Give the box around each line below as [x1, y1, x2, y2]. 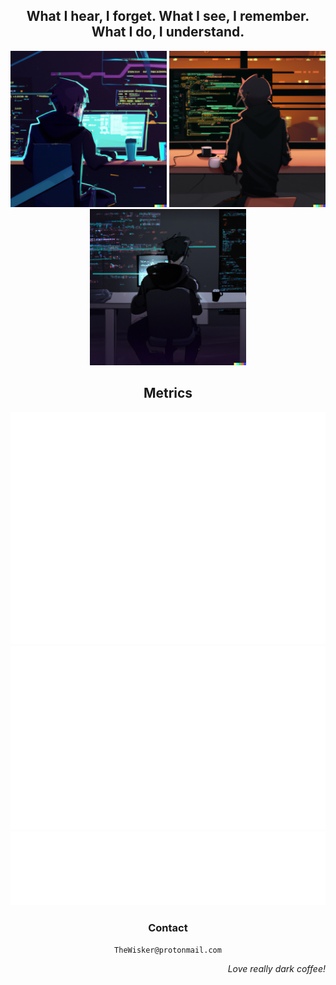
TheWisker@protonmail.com [114, 945, 222, 956]
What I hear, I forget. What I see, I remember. [26, 8, 310, 25]
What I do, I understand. [91, 24, 245, 41]
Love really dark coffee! [227, 963, 326, 975]
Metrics [143, 385, 193, 402]
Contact [148, 920, 188, 934]
